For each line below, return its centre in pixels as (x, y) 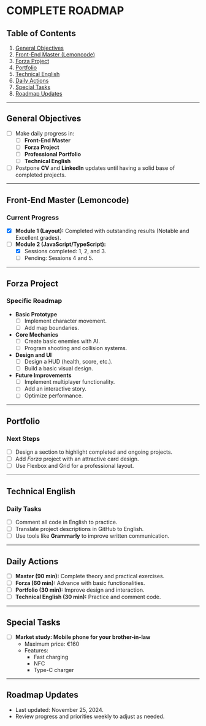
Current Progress (33, 217)
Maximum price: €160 (52, 644)
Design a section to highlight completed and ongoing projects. (94, 452)
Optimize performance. (54, 395)
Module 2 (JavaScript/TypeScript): (60, 244)
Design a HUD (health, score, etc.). (68, 362)
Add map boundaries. (52, 327)
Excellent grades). (38, 237)
